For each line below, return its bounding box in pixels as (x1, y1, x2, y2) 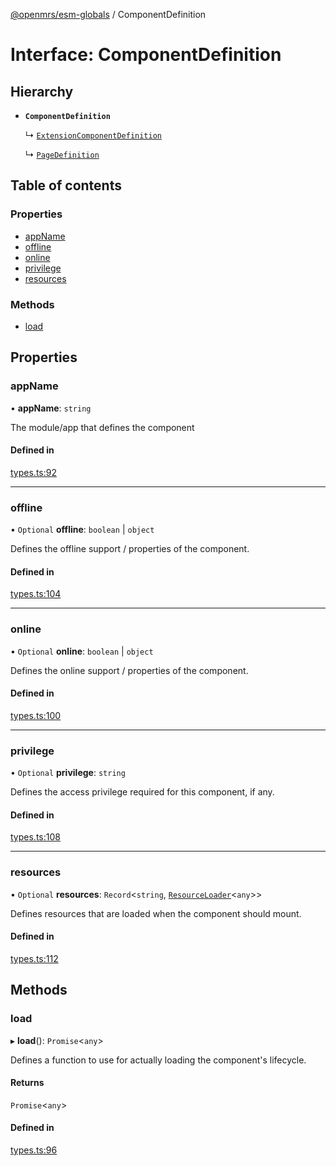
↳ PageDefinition (24, 149, 100, 160)
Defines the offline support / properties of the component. (10, 543, 250, 555)
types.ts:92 (10, 466, 57, 478)
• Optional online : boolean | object (10, 645, 154, 657)
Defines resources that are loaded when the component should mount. (10, 907, 302, 919)
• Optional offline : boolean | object (10, 524, 155, 536)
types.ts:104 (10, 588, 62, 600)
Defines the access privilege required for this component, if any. (10, 786, 275, 798)
